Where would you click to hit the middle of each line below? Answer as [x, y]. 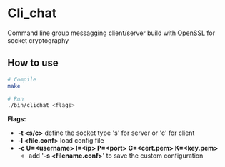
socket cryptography [38, 40]
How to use [33, 63]
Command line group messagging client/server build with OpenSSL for [111, 33]
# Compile [22, 79]
